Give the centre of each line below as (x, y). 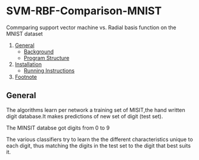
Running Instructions (49, 70)
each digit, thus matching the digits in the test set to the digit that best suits (99, 145)
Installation (28, 64)
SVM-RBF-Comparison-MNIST (84, 11)
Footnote (26, 77)
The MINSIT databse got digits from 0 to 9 (58, 128)
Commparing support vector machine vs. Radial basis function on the (91, 27)
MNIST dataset (24, 33)
